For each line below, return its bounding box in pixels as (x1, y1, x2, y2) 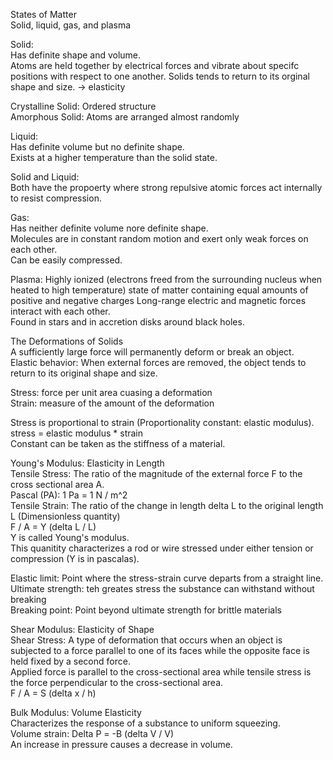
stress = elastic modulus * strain (10, 427, 144, 439)
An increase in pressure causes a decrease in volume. (10, 739, 233, 750)
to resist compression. (10, 192, 102, 204)
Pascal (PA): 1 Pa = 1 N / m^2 (10, 489, 128, 501)
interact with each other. (10, 305, 111, 317)
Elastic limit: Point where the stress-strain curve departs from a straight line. (10, 572, 324, 584)
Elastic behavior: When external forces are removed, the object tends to (10, 357, 307, 368)
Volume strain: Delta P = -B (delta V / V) (10, 728, 175, 739)
